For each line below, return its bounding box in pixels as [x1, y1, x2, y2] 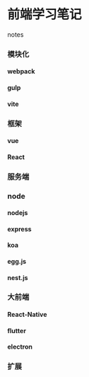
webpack [7, 67, 35, 76]
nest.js [7, 273, 28, 282]
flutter [7, 326, 27, 335]
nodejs [7, 209, 28, 217]
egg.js [7, 257, 27, 265]
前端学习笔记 [7, 6, 83, 23]
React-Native [7, 311, 47, 319]
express [7, 224, 32, 233]
